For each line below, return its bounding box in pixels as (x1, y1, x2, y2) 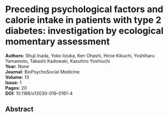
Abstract (5, 105, 34, 113)
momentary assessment (5, 36, 110, 48)
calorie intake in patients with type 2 (5, 14, 162, 26)
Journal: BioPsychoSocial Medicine (5, 68, 80, 74)
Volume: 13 (5, 74, 29, 80)
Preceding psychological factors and (5, 4, 163, 15)
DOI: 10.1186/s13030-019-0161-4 (5, 90, 73, 96)
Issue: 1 (5, 80, 22, 86)
